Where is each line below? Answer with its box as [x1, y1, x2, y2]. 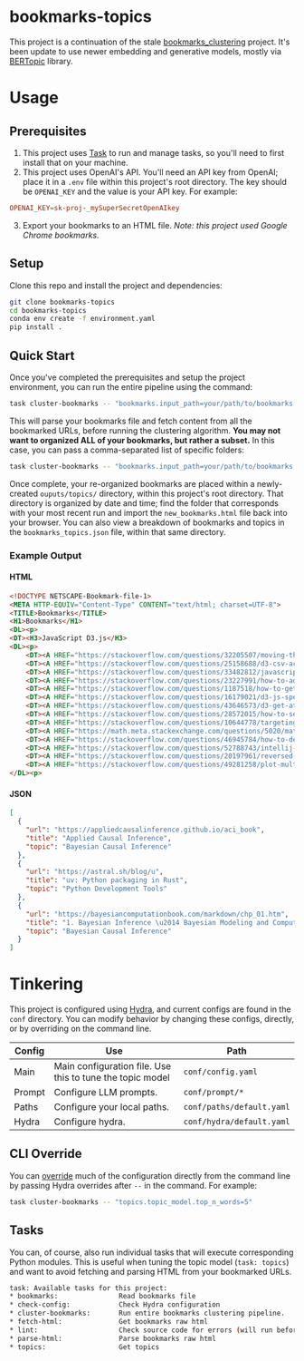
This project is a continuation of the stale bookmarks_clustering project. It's [9, 36, 290, 47]
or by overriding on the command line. [9, 1023, 152, 1035]
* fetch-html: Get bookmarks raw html [9, 1317, 208, 1327]
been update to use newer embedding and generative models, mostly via [9, 45, 282, 56]
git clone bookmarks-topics [9, 297, 116, 306]
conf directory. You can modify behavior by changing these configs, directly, [9, 1014, 295, 1025]
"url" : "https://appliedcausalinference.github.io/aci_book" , [25, 825, 265, 835]
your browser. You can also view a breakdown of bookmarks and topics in [9, 517, 285, 528]
